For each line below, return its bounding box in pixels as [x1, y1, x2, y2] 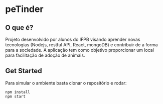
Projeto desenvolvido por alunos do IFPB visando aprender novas [5, 36, 140, 42]
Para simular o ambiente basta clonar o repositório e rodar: [5, 80, 127, 86]
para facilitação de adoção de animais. [5, 52, 85, 58]
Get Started [5, 67, 42, 75]
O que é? [5, 23, 34, 32]
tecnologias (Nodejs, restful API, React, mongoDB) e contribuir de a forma [5, 42, 158, 48]
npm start [5, 94, 26, 99]
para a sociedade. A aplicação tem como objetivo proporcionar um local [5, 47, 154, 53]
